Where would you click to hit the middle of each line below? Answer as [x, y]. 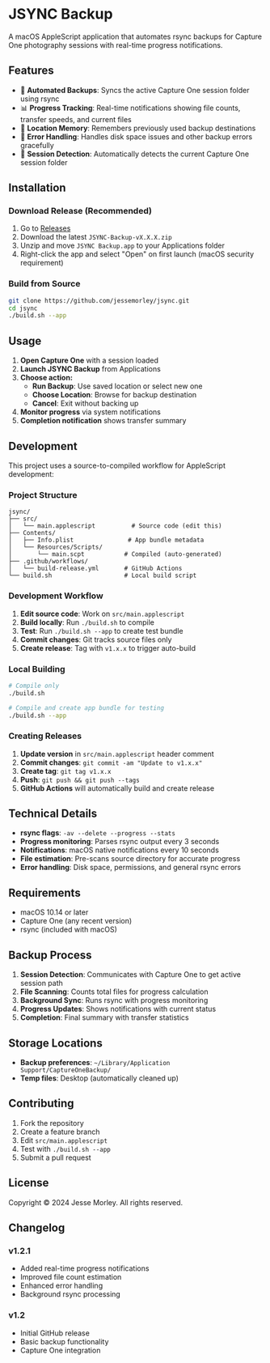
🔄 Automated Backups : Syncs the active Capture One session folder [135, 90]
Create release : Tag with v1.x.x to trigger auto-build [108, 648]
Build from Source [44, 284]
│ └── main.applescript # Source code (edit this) [115, 526]
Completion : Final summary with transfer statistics [104, 1017]
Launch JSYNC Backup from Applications [91, 369]
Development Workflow [56, 596]
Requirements [44, 892]
